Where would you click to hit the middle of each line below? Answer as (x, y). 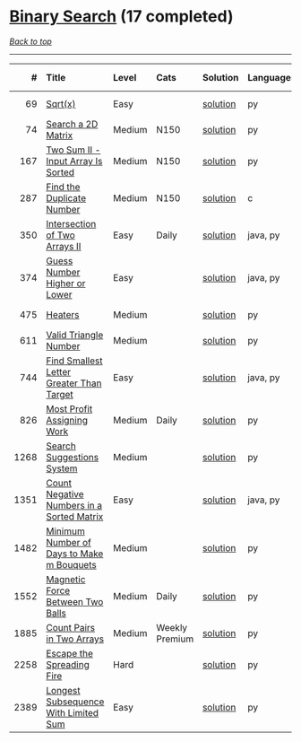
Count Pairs (71, 627)
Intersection (71, 223)
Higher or (66, 283)
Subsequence (75, 702)
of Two (61, 235)
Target (60, 394)
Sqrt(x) (61, 103)
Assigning (67, 420)
